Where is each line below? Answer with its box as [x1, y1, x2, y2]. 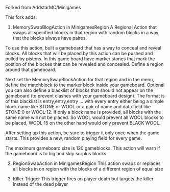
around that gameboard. [5, 66, 57, 73]
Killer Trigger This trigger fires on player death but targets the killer [12, 176, 154, 182]
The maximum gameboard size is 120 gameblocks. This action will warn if [5, 145, 160, 151]
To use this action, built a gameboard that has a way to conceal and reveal [5, 45, 162, 51]
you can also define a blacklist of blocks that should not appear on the [5, 87, 153, 93]
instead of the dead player [12, 181, 68, 187]
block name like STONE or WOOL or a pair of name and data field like [5, 104, 151, 109]
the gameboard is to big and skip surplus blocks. [5, 151, 108, 156]
